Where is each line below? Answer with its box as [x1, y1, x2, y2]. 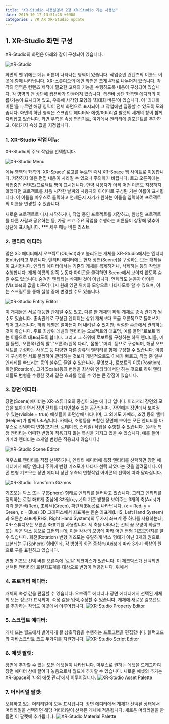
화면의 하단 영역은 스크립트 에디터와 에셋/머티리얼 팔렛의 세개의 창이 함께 [20, 110, 163, 116]
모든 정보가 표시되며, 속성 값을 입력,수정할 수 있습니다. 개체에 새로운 [10, 597, 144, 603]
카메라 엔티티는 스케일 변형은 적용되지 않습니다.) [5, 436, 100, 442]
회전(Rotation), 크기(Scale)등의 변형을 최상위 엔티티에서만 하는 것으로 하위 [5, 366, 152, 372]
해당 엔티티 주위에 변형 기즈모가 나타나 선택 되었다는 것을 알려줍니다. [22, 463, 157, 469]
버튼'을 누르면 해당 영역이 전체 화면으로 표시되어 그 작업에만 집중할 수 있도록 [5, 103, 155, 109]
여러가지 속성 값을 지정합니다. [12, 122, 70, 128]
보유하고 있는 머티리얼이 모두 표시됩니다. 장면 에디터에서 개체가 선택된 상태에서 [5, 701, 160, 707]
